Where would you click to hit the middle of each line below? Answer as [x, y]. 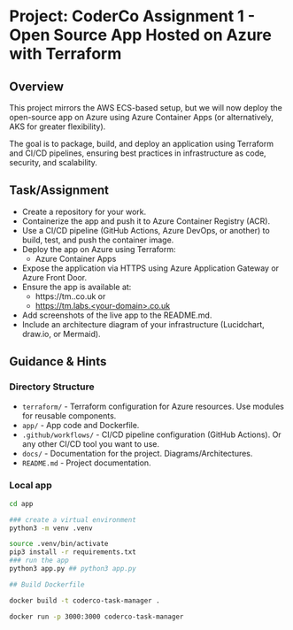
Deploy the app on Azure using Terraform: [99, 249]
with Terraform [66, 54]
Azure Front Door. [54, 277]
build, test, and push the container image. [98, 240]
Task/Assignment [59, 191]
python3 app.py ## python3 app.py [73, 569]
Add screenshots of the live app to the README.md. [117, 315]
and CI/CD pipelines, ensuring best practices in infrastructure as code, [138, 153]
